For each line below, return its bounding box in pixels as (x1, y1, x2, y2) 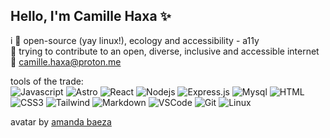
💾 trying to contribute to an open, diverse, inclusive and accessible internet (10, 45, 320, 57)
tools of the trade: (10, 75, 84, 87)
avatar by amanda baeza (10, 115, 112, 128)
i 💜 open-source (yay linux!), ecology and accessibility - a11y (10, 34, 260, 46)
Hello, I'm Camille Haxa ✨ (10, 8, 172, 25)
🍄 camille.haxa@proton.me (10, 55, 122, 68)
